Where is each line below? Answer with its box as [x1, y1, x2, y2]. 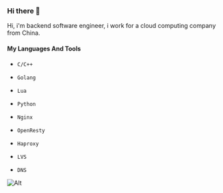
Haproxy [16, 140, 39, 147]
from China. [7, 29, 40, 37]
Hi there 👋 [7, 6, 41, 16]
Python [16, 100, 36, 108]
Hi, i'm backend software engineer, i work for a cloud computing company [7, 22, 216, 30]
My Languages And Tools [7, 44, 81, 53]
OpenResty [16, 127, 46, 134]
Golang [16, 74, 36, 81]
